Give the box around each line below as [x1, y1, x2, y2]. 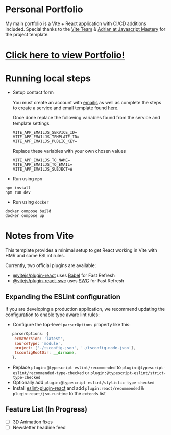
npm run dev [5, 190, 31, 195]
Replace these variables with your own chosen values [12, 148, 126, 154]
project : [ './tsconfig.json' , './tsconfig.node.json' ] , [14, 346, 136, 351]
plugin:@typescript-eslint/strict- [90, 371, 166, 376]
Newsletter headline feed [12, 424, 66, 430]
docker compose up [5, 213, 44, 219]
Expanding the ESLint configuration [5, 293, 121, 301]
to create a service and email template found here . [12, 105, 119, 111]
